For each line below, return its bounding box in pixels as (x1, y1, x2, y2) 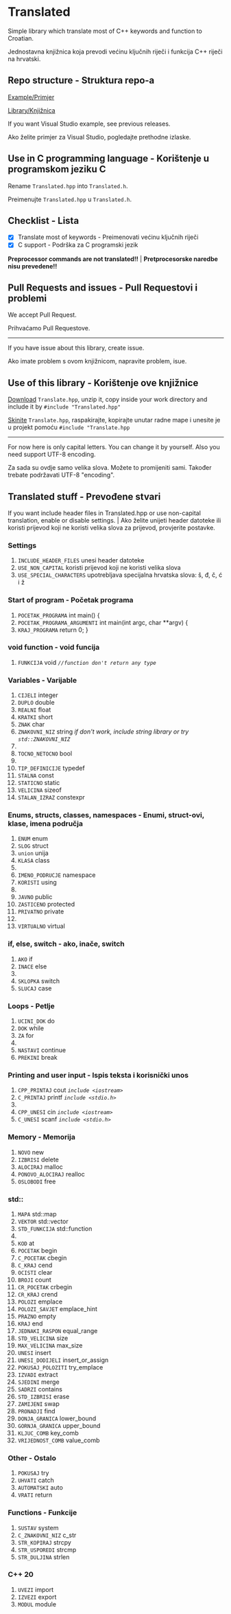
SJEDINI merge (17, 1378, 60, 1386)
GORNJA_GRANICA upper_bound (17, 1421, 101, 1429)
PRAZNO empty (17, 1312, 57, 1320)
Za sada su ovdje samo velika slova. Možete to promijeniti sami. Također (8, 464, 212, 472)
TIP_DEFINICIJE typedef (17, 764, 85, 773)
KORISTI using (17, 878, 57, 887)
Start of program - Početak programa (8, 595, 134, 605)
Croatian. (8, 34, 34, 42)
